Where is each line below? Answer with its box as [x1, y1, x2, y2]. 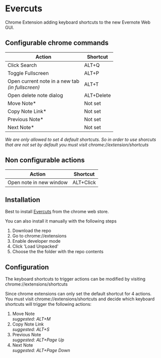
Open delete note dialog [7, 92, 63, 98]
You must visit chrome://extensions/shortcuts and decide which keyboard [5, 296, 155, 302]
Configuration [5, 263, 49, 271]
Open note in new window [7, 179, 68, 186]
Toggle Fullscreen [7, 69, 49, 76]
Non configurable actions [5, 156, 85, 164]
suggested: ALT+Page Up [12, 337, 64, 343]
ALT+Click [72, 179, 96, 186]
